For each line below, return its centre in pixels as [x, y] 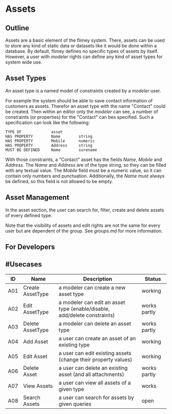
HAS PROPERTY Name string [49, 136]
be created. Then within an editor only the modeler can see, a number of [82, 112]
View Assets [38, 386]
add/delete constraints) [87, 315]
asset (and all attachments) [91, 374]
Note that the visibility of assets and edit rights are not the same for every [83, 225]
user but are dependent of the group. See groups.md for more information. [84, 231]
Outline [17, 28]
